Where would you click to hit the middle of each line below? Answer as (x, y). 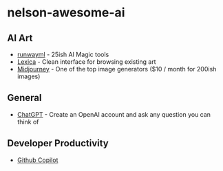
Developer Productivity (58, 143)
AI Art (20, 38)
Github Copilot (38, 160)
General (25, 98)
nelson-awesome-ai (66, 13)
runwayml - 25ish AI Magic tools (63, 54)
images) (29, 76)
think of (28, 122)
